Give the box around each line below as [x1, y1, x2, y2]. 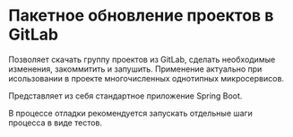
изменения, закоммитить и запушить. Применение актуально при [8, 64, 263, 74]
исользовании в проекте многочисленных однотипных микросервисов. [8, 73, 284, 83]
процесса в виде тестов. [8, 117, 103, 128]
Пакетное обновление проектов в [8, 5, 274, 26]
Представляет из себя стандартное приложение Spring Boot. [8, 90, 243, 101]
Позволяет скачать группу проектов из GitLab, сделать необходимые [8, 54, 276, 64]
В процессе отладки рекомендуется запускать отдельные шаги [8, 107, 253, 118]
